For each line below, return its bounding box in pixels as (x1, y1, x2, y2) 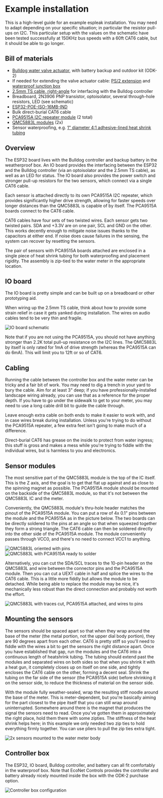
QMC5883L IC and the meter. (5, 496, 64, 501)
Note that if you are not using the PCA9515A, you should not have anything (5, 334, 155, 340)
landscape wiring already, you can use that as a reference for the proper (5, 392, 150, 399)
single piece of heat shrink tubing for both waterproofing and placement (5, 252, 150, 258)
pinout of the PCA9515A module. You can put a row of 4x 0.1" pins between (5, 510, 156, 516)
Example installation (5, 3, 89, 15)
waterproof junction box (12, 83, 61, 89)
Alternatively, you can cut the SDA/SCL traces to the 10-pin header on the (5, 560, 153, 566)
